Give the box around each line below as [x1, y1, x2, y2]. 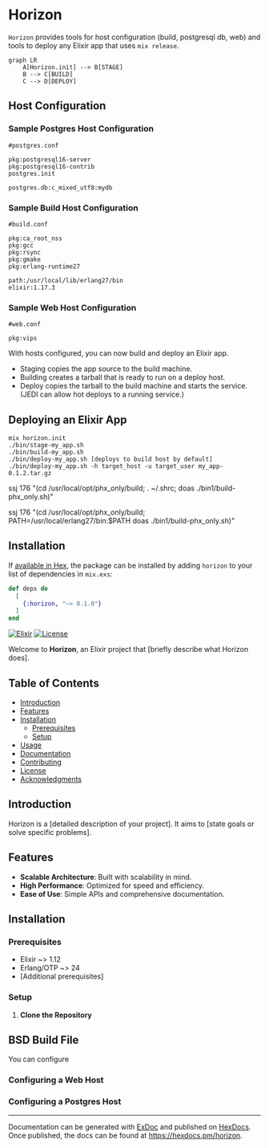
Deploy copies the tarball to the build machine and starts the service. [19, 381, 248, 391]
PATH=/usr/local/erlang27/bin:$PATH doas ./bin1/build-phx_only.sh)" [8, 516, 235, 526]
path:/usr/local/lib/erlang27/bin [8, 276, 124, 284]
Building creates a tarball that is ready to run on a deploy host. [19, 372, 226, 382]
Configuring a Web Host [8, 1074, 104, 1085]
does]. [8, 653, 30, 663]
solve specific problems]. [8, 827, 92, 837]
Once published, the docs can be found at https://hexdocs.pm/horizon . [8, 1130, 243, 1140]
